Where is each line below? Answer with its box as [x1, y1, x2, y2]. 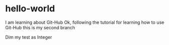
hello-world [5, 3, 55, 14]
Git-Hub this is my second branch [5, 24, 75, 30]
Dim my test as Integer [5, 34, 52, 40]
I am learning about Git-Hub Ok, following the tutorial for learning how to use [5, 19, 164, 25]
